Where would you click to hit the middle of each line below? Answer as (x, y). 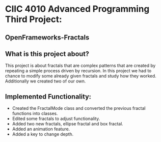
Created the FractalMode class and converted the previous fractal (79, 108)
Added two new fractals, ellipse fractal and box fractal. (68, 124)
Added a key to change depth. (43, 134)
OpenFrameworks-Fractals (47, 37)
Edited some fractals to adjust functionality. (56, 119)
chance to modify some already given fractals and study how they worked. (81, 76)
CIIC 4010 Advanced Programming (77, 9)
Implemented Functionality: (48, 96)
